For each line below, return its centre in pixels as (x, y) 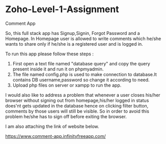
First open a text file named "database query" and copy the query (81, 63)
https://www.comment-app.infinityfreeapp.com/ (56, 136)
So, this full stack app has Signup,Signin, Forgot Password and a (73, 33)
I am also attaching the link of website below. (52, 126)
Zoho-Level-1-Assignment (62, 9)
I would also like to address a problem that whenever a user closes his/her (83, 95)
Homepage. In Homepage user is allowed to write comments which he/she (83, 39)
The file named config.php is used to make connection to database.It (85, 74)
